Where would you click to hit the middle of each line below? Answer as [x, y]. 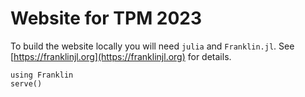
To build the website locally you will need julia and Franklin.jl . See [152, 46]
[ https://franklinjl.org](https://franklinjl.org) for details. [121, 56]
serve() [26, 83]
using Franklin [42, 75]
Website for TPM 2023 [106, 18]
